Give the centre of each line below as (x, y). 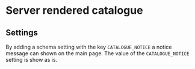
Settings (22, 33)
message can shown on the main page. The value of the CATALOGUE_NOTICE (97, 53)
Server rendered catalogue (74, 10)
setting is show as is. (32, 60)
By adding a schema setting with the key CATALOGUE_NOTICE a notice (89, 47)
